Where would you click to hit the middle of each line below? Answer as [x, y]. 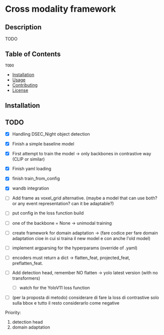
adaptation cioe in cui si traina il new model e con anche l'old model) [81, 238]
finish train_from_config [36, 179]
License [20, 90]
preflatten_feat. [27, 263]
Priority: [13, 312]
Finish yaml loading [32, 169]
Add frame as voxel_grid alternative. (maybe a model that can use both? [85, 198]
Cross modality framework [60, 9]
